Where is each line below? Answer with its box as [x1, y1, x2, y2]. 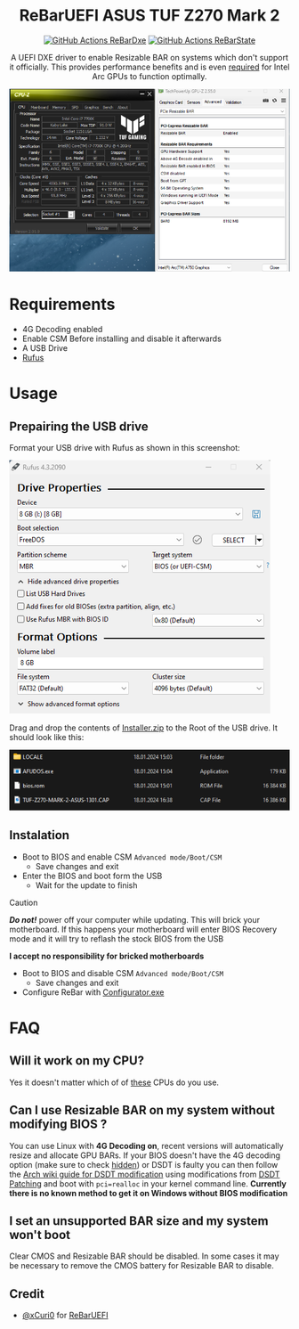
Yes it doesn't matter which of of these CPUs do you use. [9, 1077, 220, 1088]
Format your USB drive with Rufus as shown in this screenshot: [9, 443, 240, 453]
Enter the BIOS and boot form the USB [21, 870, 163, 881]
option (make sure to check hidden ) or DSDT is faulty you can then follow [9, 1159, 279, 1170]
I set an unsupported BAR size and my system [9, 1213, 269, 1228]
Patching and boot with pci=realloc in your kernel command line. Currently [9, 1178, 287, 1189]
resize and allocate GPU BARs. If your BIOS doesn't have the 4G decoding [9, 1150, 281, 1161]
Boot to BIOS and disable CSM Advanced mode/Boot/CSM [21, 967, 224, 978]
